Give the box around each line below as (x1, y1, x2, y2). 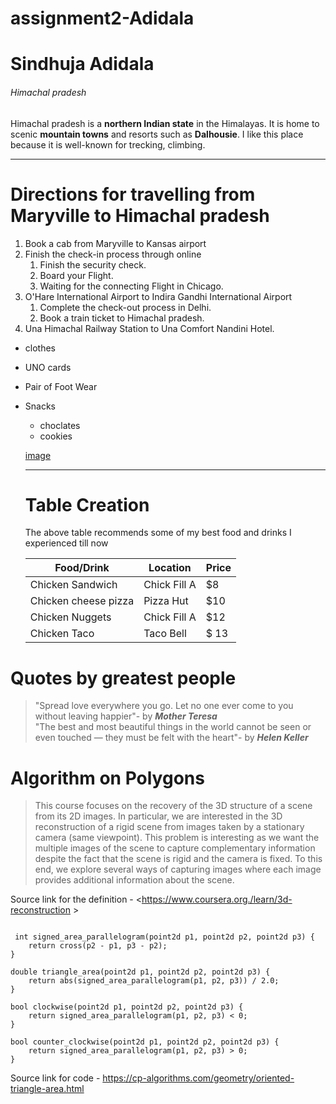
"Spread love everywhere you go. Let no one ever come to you (34, 700, 294, 712)
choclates (39, 419, 81, 431)
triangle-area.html (10, 1083, 85, 1095)
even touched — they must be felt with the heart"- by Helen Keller (34, 732, 309, 744)
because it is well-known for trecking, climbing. (10, 138, 206, 151)
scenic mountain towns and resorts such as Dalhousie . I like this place (10, 128, 304, 140)
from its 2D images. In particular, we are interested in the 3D (34, 810, 283, 822)
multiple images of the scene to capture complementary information (34, 842, 316, 854)
